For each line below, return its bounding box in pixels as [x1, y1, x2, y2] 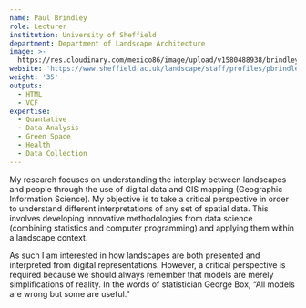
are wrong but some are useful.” [9, 288, 130, 299]
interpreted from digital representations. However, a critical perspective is [9, 259, 286, 270]
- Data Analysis [17, 124, 79, 133]
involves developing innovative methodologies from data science [9, 212, 253, 223]
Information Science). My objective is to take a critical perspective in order [9, 193, 290, 204]
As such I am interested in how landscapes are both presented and [9, 250, 260, 261]
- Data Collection [17, 149, 88, 158]
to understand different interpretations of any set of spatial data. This [9, 202, 269, 214]
